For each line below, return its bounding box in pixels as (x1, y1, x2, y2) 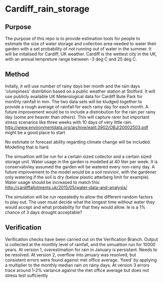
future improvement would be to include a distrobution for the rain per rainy (5, 109, 156, 115)
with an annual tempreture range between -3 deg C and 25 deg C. (5, 56, 137, 62)
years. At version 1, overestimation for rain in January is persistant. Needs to (5, 247, 158, 252)
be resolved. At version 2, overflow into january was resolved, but (5, 251, 136, 258)
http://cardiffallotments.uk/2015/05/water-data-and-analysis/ (5, 184, 128, 190)
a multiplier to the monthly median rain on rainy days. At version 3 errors (5, 262, 149, 268)
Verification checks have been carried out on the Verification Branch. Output (5, 236, 158, 242)
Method (5, 70, 30, 79)
